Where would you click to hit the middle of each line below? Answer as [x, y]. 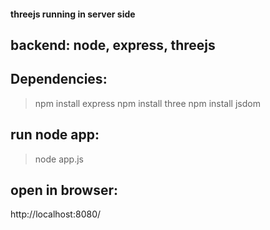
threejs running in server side [73, 14]
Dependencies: [59, 79]
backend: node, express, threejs [113, 45]
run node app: [55, 135]
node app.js [59, 159]
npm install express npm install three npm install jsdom [147, 103]
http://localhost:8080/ [56, 214]
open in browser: [64, 190]
